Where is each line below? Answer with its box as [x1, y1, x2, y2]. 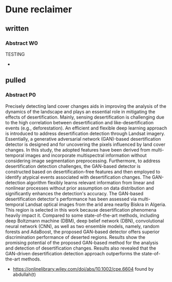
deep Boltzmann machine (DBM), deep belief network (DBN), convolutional [5, 217, 164, 224]
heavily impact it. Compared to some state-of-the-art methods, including [5, 212, 160, 218]
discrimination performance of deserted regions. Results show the [5, 234, 145, 240]
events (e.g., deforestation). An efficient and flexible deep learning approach [5, 125, 167, 131]
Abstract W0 [5, 40, 39, 47]
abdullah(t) [12, 271, 36, 277]
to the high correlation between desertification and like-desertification [5, 119, 154, 125]
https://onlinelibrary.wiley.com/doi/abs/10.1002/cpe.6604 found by [12, 266, 154, 272]
